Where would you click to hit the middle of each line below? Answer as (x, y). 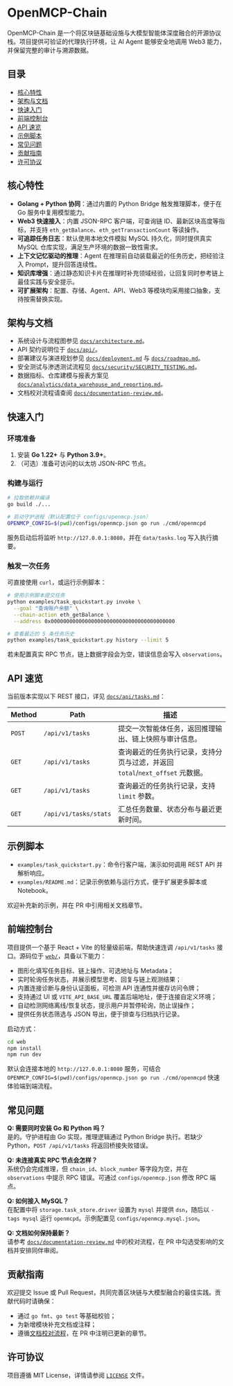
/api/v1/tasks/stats (78, 814)
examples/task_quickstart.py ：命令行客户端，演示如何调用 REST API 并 (120, 864)
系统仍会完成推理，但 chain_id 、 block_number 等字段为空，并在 (98, 1169)
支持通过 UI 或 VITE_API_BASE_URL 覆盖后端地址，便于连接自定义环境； (117, 996)
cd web (17, 1042)
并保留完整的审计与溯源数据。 (50, 50)
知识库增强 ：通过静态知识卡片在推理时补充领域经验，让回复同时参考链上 (120, 273)
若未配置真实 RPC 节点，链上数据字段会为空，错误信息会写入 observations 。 (116, 654)
